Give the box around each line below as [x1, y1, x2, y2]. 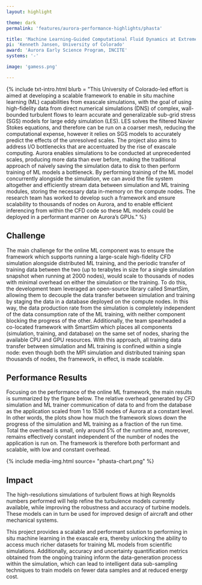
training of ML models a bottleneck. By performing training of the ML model [6, 168, 194, 176]
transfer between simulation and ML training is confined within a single [6, 342, 182, 349]
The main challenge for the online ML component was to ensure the [6, 247, 174, 254]
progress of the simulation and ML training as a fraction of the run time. [6, 420, 183, 427]
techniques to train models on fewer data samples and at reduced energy [6, 566, 188, 574]
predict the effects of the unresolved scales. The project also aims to [6, 136, 177, 144]
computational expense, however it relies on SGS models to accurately [6, 130, 182, 137]
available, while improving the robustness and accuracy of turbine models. [6, 504, 191, 511]
